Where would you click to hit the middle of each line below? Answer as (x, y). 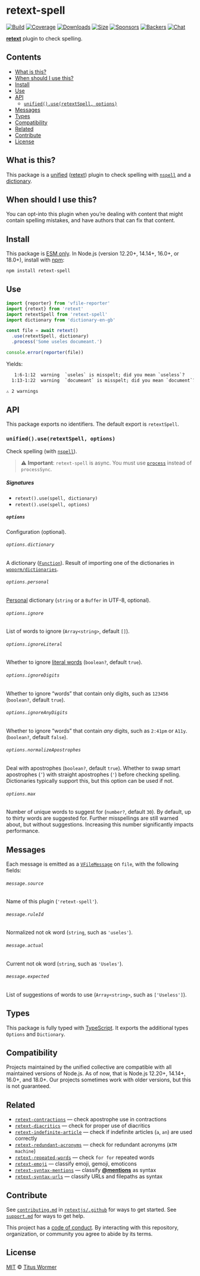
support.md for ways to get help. (46, 1216)
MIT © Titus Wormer (32, 1267)
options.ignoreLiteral (34, 644)
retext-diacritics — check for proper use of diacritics (82, 1126)
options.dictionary (30, 545)
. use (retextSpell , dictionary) (50, 336)
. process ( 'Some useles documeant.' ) (57, 342)
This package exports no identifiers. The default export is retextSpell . (93, 424)
